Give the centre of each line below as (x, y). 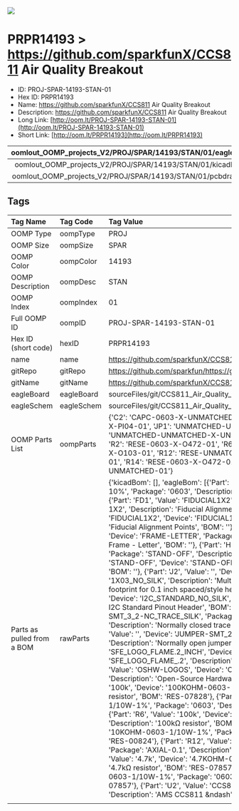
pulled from (30, 638)
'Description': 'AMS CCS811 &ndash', (171, 794)
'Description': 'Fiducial (166, 509)
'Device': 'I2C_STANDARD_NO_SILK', (170, 598)
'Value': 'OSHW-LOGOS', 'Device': (166, 669)
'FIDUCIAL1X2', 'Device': (151, 518)
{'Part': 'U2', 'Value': (174, 785)
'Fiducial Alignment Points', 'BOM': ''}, (171, 526)
